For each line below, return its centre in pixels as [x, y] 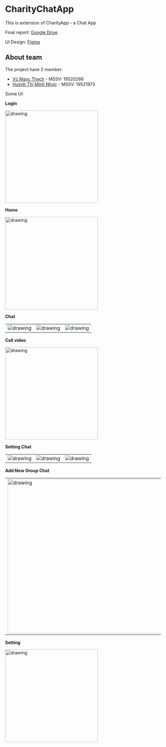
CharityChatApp [40, 9]
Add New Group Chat [27, 470]
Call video [16, 340]
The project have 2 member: [34, 69]
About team [24, 58]
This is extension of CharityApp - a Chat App [51, 23]
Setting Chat [18, 447]
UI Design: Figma [23, 42]
